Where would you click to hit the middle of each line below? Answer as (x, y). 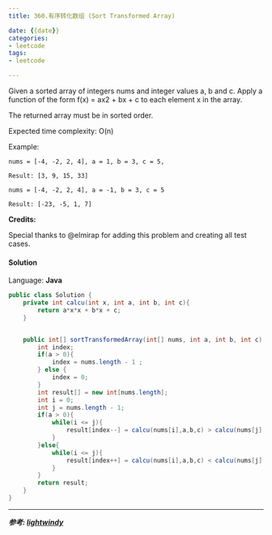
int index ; (56, 347)
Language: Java (35, 280)
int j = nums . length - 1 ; (81, 408)
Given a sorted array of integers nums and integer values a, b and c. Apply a (136, 91)
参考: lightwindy (36, 522)
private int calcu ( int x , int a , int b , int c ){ (106, 303)
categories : (28, 38)
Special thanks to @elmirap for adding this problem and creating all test (127, 235)
